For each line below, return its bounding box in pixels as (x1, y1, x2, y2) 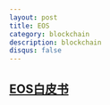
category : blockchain (9, 29, 90, 38)
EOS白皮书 (9, 81, 69, 96)
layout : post (9, 12, 58, 22)
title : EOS (9, 21, 50, 30)
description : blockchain (9, 37, 102, 47)
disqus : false (9, 46, 63, 55)
